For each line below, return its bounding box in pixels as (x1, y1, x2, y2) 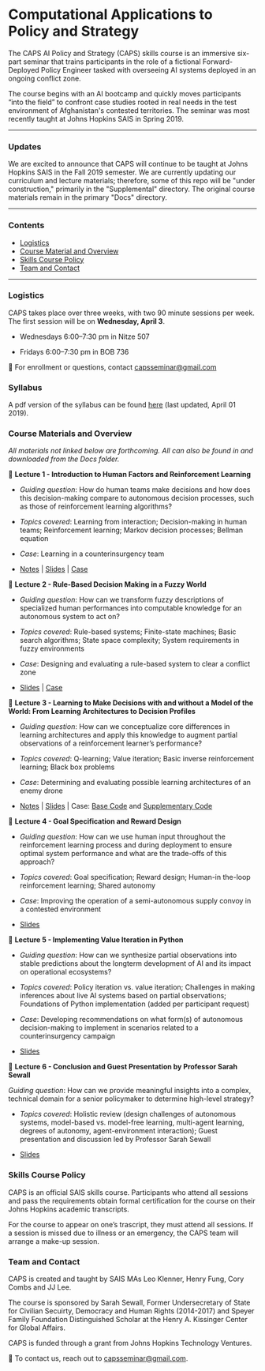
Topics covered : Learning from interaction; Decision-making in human (19, 517, 248, 527)
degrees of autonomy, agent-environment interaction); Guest (19, 1126, 218, 1136)
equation (19, 534, 49, 543)
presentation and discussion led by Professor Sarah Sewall (19, 1135, 211, 1144)
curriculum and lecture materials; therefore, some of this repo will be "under (8, 176, 256, 186)
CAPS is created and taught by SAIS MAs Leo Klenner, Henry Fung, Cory (8, 1274, 244, 1284)
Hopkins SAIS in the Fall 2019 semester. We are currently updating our (8, 167, 237, 177)
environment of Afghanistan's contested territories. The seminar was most (8, 105, 250, 115)
